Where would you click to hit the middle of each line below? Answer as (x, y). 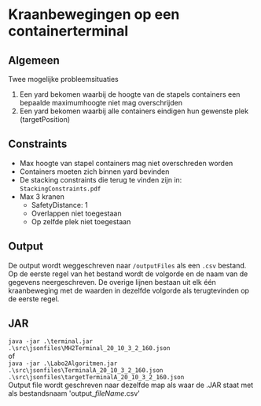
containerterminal (68, 31)
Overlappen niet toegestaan (76, 213)
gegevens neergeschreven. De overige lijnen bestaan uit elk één (112, 282)
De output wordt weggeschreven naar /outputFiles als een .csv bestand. (127, 265)
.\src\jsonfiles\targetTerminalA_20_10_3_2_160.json (96, 378)
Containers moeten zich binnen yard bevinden (94, 172)
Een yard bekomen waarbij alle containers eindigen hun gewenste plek (134, 111)
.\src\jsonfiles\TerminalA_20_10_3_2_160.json (86, 371)
